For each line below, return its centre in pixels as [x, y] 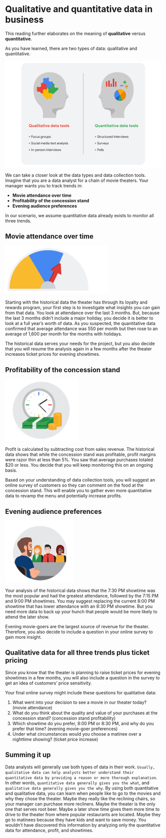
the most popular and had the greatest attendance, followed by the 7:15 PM [82, 595]
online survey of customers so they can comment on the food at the [74, 485]
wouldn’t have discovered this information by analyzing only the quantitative [83, 825]
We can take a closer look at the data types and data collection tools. [76, 175]
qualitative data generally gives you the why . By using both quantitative [82, 788]
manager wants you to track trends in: [44, 185]
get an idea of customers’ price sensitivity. [49, 683]
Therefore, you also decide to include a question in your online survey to [79, 632]
